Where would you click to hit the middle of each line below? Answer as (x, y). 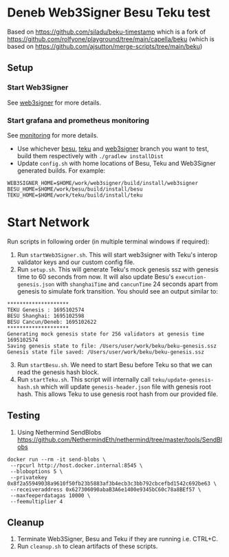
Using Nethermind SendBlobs (59, 432)
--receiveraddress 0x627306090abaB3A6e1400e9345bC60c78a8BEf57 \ (106, 490)
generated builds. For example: (61, 171)
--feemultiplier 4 (36, 501)
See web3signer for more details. (54, 102)
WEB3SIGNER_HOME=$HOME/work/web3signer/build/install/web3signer (102, 183)
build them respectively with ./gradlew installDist (90, 155)
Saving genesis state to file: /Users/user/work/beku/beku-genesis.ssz (112, 346)
